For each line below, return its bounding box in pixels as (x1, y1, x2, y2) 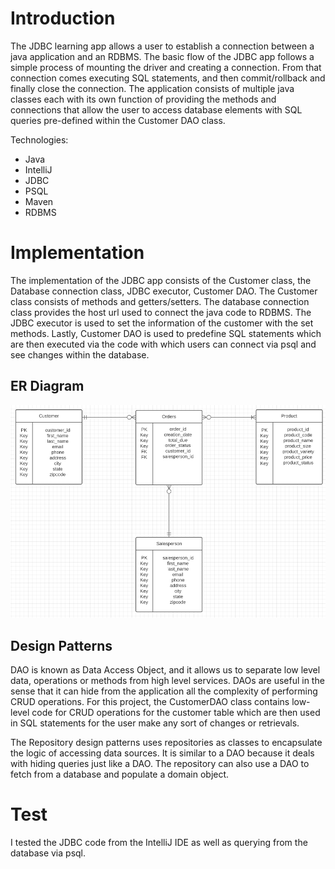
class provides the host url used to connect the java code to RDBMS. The (10, 306, 312, 318)
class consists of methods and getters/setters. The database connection (10, 295, 310, 307)
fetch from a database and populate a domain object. (10, 768, 230, 780)
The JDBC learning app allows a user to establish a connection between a (10, 40, 315, 52)
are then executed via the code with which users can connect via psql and (10, 338, 317, 350)
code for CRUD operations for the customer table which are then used (31, 706, 321, 718)
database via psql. (10, 847, 87, 859)
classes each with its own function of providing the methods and (10, 93, 277, 105)
